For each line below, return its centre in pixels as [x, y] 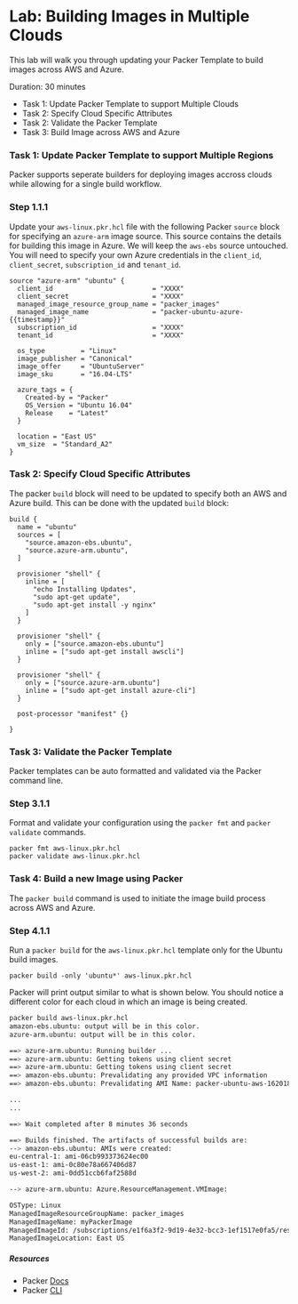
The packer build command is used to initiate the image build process [137, 898]
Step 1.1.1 [29, 207]
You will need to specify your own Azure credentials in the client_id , [135, 254]
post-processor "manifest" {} [73, 713]
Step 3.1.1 [30, 804]
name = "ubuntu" [47, 527]
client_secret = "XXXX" [101, 296]
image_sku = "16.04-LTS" [75, 374]
